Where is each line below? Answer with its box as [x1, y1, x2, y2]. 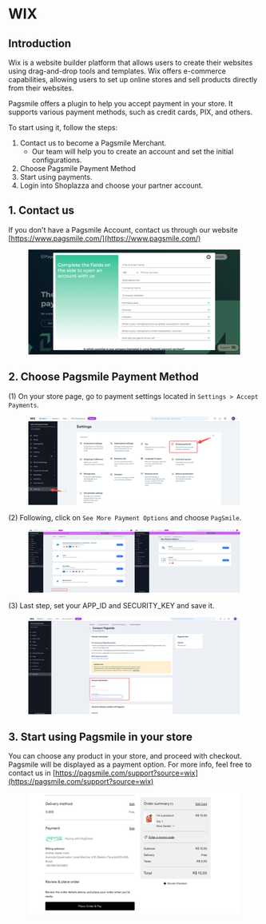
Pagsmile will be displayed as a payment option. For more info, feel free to [8, 760, 252, 770]
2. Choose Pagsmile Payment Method [8, 370, 200, 384]
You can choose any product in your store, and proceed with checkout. [8, 751, 242, 761]
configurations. [31, 155, 82, 165]
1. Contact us [8, 204, 74, 217]
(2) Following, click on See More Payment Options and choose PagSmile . [8, 513, 242, 523]
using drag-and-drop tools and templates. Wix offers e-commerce [8, 66, 226, 76]
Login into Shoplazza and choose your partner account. [19, 181, 204, 190]
